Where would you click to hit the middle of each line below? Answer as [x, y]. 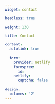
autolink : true [24, 49]
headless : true [20, 18]
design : [13, 89]
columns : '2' [22, 94]
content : [14, 45]
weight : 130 [17, 27]
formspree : [24, 67]
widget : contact [21, 9]
